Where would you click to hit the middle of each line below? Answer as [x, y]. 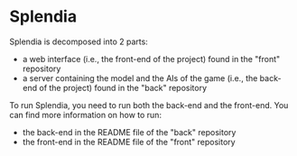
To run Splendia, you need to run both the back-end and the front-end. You [149, 105]
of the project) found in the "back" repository [123, 87]
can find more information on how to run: [86, 115]
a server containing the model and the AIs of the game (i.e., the [140, 78]
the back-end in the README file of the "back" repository [129, 132]
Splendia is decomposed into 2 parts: [79, 41]
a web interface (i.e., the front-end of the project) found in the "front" [151, 59]
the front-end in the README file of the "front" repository [129, 142]
